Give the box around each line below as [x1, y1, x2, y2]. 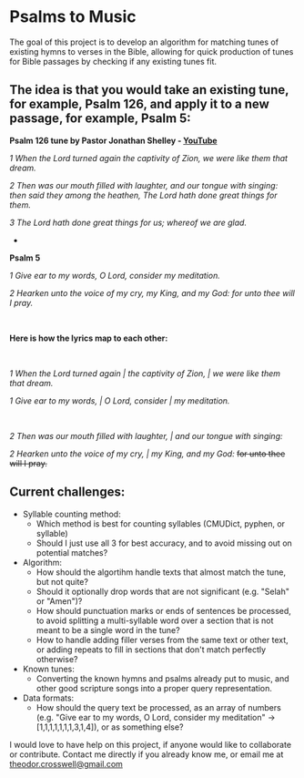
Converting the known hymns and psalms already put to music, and [35, 672, 289, 684]
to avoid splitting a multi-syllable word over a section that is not [35, 615, 274, 626]
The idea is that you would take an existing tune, [9, 82, 289, 97]
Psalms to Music [9, 6, 137, 27]
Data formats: [22, 692, 75, 703]
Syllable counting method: [22, 508, 121, 519]
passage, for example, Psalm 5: [9, 111, 191, 127]
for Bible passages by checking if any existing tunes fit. [9, 56, 217, 67]
